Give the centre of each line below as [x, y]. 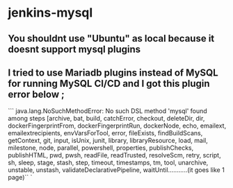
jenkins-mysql [50, 13]
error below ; [36, 94]
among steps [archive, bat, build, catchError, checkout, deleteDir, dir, [106, 119]
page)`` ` [20, 178]
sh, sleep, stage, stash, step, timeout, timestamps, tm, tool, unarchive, [108, 163]
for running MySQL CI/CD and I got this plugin [109, 84]
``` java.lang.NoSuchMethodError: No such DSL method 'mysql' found [107, 111]
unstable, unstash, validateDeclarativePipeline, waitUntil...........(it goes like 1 [116, 170]
